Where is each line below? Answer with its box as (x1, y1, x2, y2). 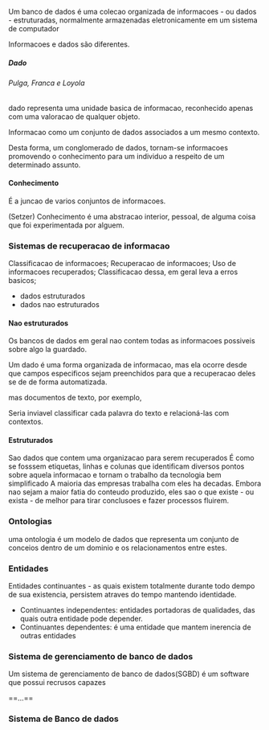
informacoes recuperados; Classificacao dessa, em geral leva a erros (8, 267, 238, 277)
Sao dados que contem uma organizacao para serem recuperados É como (8, 453, 255, 463)
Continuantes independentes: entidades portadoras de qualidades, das (19, 605, 255, 615)
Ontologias (8, 516, 52, 527)
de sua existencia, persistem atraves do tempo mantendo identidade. (8, 590, 237, 600)
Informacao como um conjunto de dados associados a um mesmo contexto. (8, 127, 260, 137)
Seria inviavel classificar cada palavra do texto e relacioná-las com (8, 408, 230, 418)
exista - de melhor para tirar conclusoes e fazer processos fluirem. (8, 496, 230, 506)
